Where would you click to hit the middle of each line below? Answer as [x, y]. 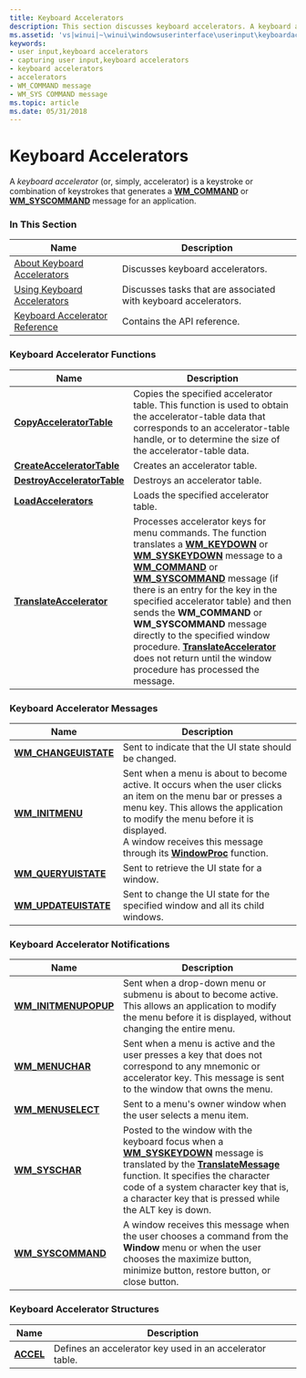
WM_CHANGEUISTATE [64, 753]
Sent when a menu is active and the [199, 1043]
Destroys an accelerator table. [198, 480]
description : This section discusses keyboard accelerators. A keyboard [150, 26]
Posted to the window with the [188, 1130]
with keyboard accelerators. [181, 301]
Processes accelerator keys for [200, 521]
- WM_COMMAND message [51, 86]
